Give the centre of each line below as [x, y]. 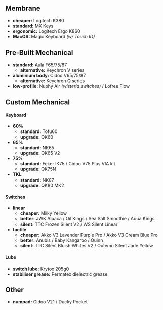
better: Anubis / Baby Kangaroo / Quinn [62, 240]
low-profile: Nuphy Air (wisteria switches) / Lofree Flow [71, 86]
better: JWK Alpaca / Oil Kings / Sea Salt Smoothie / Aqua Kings [87, 219]
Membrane [23, 8]
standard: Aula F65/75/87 [40, 65]
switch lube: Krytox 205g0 [41, 269]
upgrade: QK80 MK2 [42, 185]
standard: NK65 [37, 148]
